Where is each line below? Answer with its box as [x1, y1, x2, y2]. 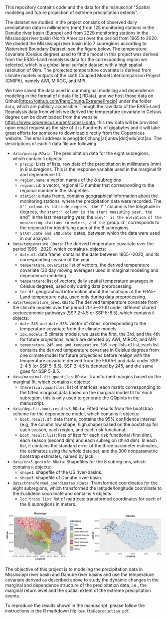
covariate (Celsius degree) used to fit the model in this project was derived [5, 51, 159, 57]
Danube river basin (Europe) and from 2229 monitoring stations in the [5, 30, 149, 36]
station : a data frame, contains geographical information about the [19, 193, 158, 199]
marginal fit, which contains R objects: [12, 379, 91, 385]
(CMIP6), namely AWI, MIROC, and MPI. [5, 78, 87, 84]
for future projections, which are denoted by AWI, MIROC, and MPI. [19, 336, 158, 342]
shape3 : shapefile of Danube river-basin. [19, 475, 102, 480]
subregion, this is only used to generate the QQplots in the [19, 395, 140, 401]
